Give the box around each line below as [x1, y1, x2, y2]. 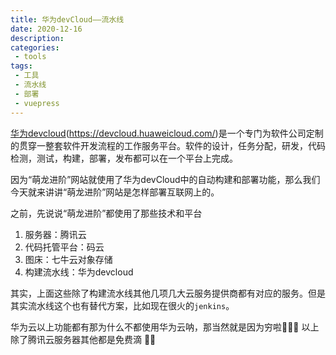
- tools [14, 52, 47, 62]
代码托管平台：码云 [24, 241, 105, 253]
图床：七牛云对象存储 [24, 253, 113, 265]
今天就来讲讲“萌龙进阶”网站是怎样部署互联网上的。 [10, 186, 220, 198]
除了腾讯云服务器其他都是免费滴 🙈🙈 [10, 333, 157, 345]
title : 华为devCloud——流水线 [10, 14, 125, 25]
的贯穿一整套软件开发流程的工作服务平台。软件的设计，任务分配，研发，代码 [10, 139, 326, 151]
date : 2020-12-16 [10, 24, 83, 34]
